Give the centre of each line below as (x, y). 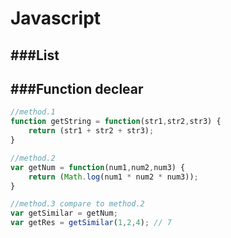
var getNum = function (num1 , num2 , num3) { (98, 167)
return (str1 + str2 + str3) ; (91, 131)
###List (35, 55)
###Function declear (77, 88)
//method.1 (33, 112)
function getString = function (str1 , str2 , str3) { (116, 122)
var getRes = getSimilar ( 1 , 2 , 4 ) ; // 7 (91, 223)
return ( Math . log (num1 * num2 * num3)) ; (113, 177)
